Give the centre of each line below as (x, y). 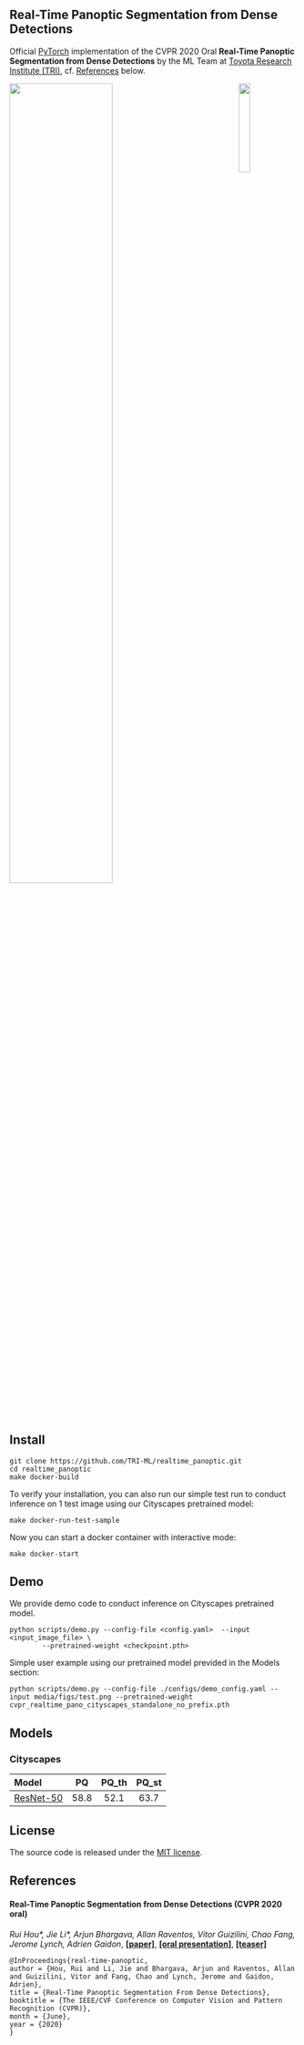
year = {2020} (36, 2024)
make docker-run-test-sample (65, 1520)
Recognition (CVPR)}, (51, 2009)
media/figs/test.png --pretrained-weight (113, 1697)
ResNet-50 (39, 1798)
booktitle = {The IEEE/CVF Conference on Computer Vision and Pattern (146, 2000)
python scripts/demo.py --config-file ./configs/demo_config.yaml (138, 1690)
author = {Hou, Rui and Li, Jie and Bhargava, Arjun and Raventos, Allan (152, 1968)
